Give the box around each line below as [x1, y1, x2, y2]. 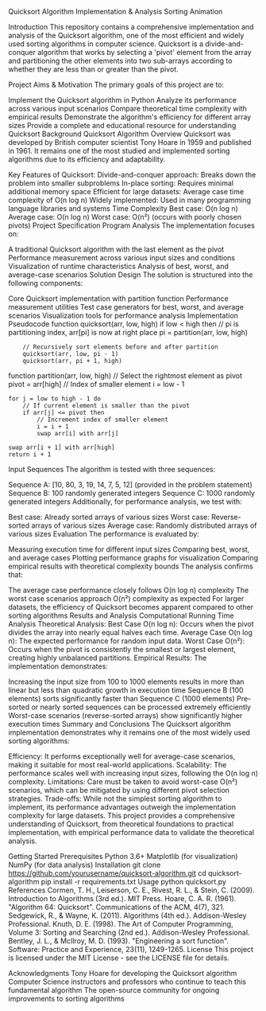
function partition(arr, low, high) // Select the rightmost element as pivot [8, 371, 242, 381]
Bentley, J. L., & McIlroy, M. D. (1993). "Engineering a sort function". [8, 936, 229, 946]
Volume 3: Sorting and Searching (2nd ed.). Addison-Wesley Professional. [8, 927, 250, 937]
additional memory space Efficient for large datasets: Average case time [8, 187, 245, 196]
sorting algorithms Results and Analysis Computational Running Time [8, 611, 234, 620]
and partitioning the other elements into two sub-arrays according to [8, 56, 233, 65]
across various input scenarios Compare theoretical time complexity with [8, 103, 248, 113]
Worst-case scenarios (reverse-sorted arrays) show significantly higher [8, 711, 243, 720]
